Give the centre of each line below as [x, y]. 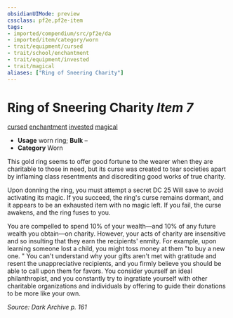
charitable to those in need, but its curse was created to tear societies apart [117, 169]
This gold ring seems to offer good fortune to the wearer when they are [110, 162]
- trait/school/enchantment [48, 53]
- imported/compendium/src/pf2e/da [59, 33]
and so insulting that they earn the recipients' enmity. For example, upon [112, 241]
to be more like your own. [44, 293]
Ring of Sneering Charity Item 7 [100, 107]
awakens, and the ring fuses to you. [59, 212]
